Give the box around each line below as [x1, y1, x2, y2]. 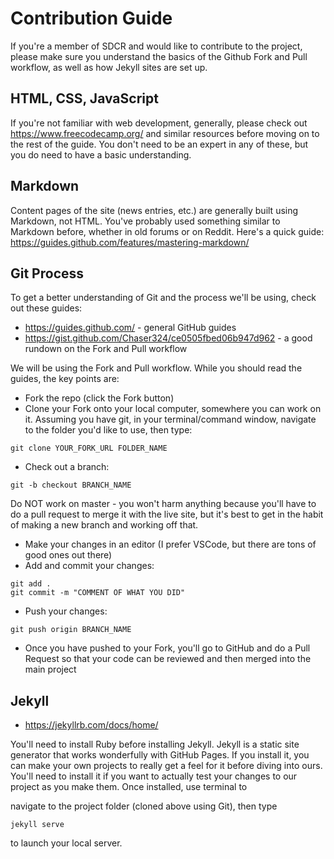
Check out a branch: [24, 461, 110, 473]
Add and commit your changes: [24, 560, 155, 572]
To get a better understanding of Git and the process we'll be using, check [10, 292, 317, 304]
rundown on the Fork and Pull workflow [24, 343, 188, 355]
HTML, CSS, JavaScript [10, 90, 159, 107]
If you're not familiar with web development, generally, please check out [10, 117, 308, 129]
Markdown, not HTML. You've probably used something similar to [10, 215, 281, 227]
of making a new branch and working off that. [10, 519, 199, 531]
